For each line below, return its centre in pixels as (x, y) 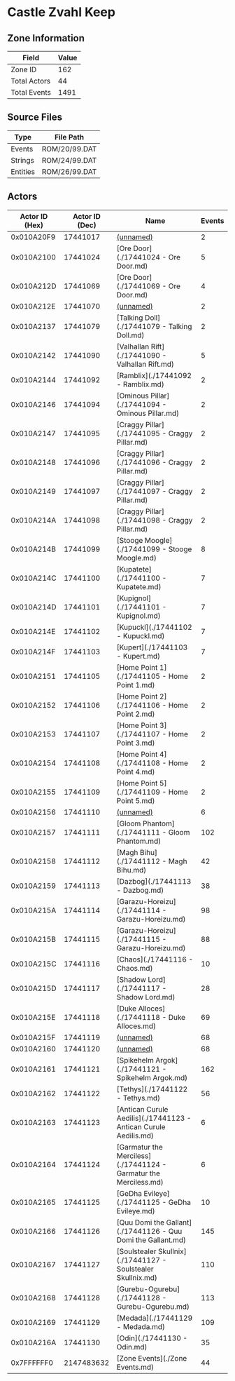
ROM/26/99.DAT (69, 171)
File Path (70, 137)
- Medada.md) (141, 1326)
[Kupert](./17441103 (152, 647)
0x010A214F (33, 652)
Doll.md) (130, 335)
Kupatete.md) (139, 586)
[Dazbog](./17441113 (154, 881)
